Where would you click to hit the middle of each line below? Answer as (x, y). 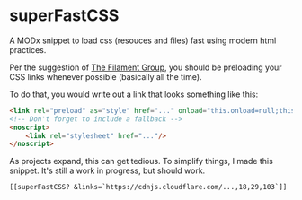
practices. (28, 49)
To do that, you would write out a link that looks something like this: (134, 94)
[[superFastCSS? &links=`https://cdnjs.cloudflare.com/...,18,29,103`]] (148, 187)
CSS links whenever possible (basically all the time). (106, 76)
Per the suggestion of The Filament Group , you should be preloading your (146, 67)
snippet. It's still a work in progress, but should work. (107, 170)
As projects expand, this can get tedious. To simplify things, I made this (142, 161)
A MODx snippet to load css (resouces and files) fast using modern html (143, 40)
